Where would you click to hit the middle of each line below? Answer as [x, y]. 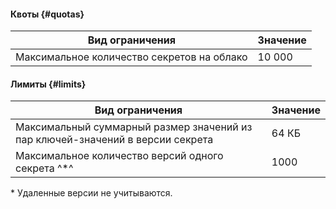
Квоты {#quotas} [47, 14]
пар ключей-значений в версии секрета [114, 140]
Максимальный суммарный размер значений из [134, 127]
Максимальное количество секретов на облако [131, 57]
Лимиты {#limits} [48, 84]
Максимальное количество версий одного [119, 156]
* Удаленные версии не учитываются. [91, 193]
